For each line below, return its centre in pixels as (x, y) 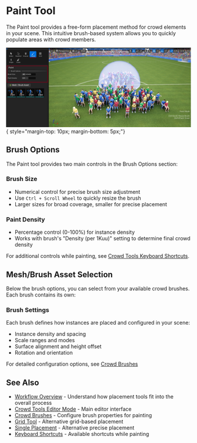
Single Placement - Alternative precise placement (74, 428)
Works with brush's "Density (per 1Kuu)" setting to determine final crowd (102, 238)
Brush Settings (28, 310)
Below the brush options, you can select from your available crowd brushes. (98, 288)
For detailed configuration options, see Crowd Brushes (72, 364)
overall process (33, 403)
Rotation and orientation (44, 353)
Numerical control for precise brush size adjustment (77, 192)
